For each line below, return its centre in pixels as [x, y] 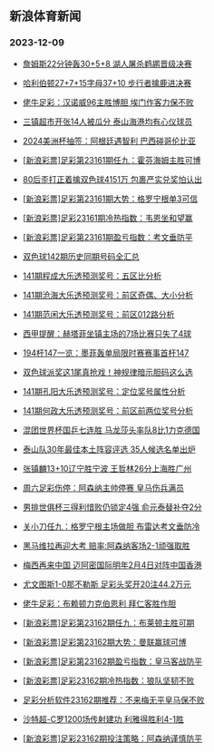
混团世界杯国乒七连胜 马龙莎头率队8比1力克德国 [112, 430]
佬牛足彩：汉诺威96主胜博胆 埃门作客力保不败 [108, 102]
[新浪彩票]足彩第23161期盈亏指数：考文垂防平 [107, 237]
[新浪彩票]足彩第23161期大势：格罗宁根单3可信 [110, 199]
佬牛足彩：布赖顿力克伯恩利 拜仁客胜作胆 [99, 603]
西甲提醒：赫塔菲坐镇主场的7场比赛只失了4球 [107, 333]
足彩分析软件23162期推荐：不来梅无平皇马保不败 [113, 699]
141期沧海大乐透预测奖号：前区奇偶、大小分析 [107, 295]
